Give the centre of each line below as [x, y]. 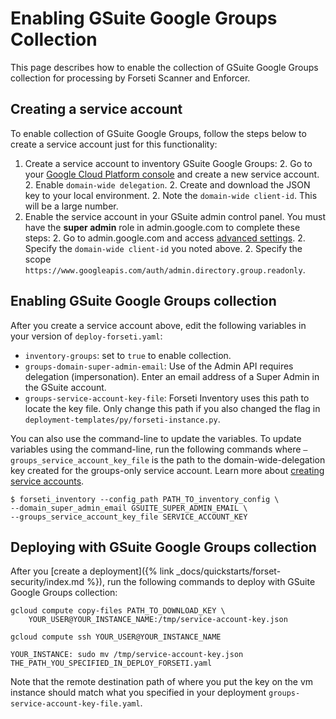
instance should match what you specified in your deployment [138, 693]
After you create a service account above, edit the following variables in [158, 325]
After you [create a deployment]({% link [92, 571]
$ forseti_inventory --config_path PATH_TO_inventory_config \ [145, 499]
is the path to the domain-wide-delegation [238, 459]
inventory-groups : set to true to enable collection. [128, 355]
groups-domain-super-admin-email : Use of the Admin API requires [159, 366]
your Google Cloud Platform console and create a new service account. [172, 174]
